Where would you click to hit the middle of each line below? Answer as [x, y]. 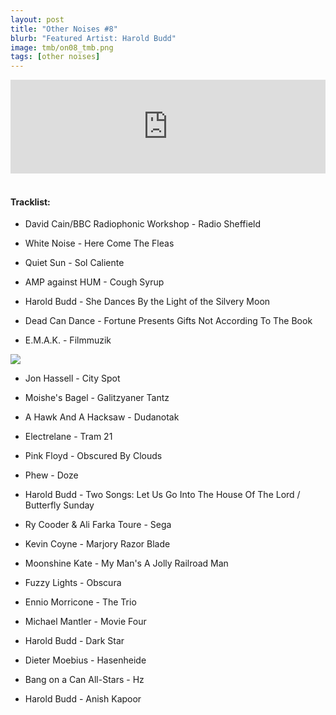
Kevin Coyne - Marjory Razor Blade [97, 544]
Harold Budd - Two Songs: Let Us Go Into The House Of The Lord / [162, 495]
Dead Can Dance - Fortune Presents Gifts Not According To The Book [168, 321]
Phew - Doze [51, 475]
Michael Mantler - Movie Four [85, 622]
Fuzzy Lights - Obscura [73, 583]
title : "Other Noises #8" [64, 29]
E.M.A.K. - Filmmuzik [68, 340]
